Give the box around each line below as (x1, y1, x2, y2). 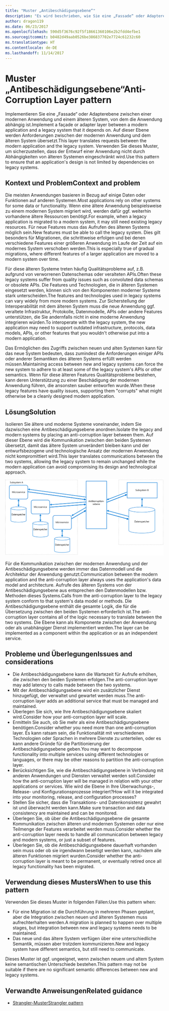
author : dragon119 (5, 19, 44, 24)
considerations (5, 658, 54, 666)
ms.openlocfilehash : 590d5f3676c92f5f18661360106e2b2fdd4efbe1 (5, 29, 141, 35)
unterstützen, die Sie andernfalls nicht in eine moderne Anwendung (5, 314, 145, 320)
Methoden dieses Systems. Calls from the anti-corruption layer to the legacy (5, 592, 162, 598)
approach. (5, 469, 27, 475)
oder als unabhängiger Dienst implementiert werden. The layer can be (5, 624, 149, 630)
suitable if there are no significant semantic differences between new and (5, 967, 158, 973)
